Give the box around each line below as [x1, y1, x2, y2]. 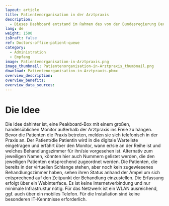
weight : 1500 [5, 31, 33, 36]
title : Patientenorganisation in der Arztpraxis [5, 12, 109, 17]
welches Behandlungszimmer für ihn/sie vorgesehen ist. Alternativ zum [5, 147, 153, 154]
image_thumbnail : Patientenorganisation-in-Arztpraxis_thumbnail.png [5, 64, 154, 69]
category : [5, 45, 26, 50]
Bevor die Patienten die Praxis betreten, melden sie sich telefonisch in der [5, 132, 158, 138]
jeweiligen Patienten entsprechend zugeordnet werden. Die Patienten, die [5, 159, 157, 165]
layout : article [5, 7, 39, 13]
